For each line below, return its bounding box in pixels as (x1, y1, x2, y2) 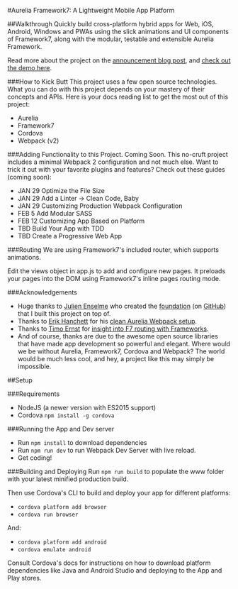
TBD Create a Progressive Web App (17, 232, 123, 240)
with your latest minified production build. (7, 475, 129, 483)
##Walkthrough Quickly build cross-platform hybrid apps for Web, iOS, (7, 20, 214, 28)
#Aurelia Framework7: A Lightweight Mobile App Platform (7, 6, 175, 14)
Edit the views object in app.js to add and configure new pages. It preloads (7, 267, 226, 275)
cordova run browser (17, 511, 79, 518)
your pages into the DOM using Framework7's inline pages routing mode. (7, 275, 221, 282)
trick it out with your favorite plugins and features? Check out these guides (7, 165, 225, 173)
